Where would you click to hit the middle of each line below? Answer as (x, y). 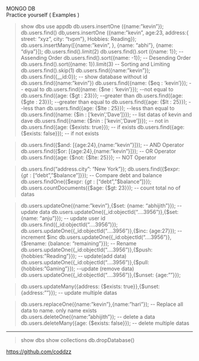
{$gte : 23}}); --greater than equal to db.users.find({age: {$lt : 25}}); (104, 102)
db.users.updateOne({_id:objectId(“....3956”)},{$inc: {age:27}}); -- (101, 231)
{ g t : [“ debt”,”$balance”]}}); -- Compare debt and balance (91, 175)
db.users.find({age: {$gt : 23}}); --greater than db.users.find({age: (102, 95)
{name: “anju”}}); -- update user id (63, 218)
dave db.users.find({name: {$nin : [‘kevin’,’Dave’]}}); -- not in (94, 121)
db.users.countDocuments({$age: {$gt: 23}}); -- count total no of (100, 188)
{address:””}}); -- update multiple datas (69, 293)
